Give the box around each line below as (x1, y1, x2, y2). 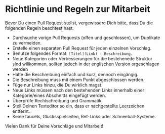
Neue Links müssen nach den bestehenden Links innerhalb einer (12, 87, 145, 93)
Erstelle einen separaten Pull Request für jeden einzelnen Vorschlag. (12, 45, 152, 51)
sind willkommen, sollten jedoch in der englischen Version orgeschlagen (12, 61, 160, 67)
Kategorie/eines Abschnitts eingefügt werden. (12, 92, 106, 98)
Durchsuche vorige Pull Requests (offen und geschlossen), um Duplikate (12, 35, 161, 41)
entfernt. (12, 108, 30, 114)
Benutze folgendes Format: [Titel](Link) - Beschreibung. (12, 50, 133, 56)
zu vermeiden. (12, 40, 42, 45)
